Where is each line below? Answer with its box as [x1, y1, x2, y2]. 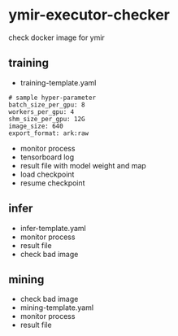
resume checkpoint [20, 177, 85, 188]
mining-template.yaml [20, 303, 94, 312]
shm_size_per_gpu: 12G [8, 115, 85, 123]
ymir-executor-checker [8, 6, 171, 24]
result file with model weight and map [20, 160, 146, 170]
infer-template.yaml [20, 223, 87, 233]
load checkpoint [20, 169, 75, 179]
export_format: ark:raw [8, 129, 89, 137]
